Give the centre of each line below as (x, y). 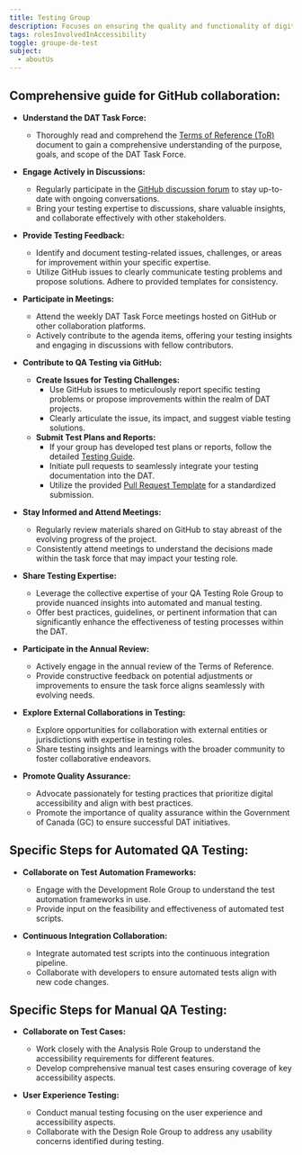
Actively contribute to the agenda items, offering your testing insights (164, 335)
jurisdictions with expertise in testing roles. (115, 739)
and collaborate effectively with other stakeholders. (131, 218)
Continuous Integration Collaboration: (95, 935)
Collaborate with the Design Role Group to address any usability (154, 1132)
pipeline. (52, 962)
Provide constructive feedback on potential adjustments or (144, 675)
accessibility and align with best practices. (114, 803)
